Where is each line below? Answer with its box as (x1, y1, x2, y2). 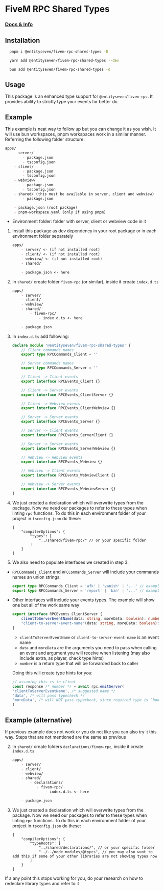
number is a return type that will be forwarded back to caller (19, 660, 139, 666)
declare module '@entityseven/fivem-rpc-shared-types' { (12, 343, 131, 348)
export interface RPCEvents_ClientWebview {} (21, 406, 116, 411)
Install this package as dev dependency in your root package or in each (12, 228, 157, 234)
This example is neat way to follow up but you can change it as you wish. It (5, 126, 156, 132)
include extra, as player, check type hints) (19, 655, 104, 661)
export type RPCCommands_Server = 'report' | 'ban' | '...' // (12, 588, 144, 593)
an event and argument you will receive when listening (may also (19, 650, 150, 656)
